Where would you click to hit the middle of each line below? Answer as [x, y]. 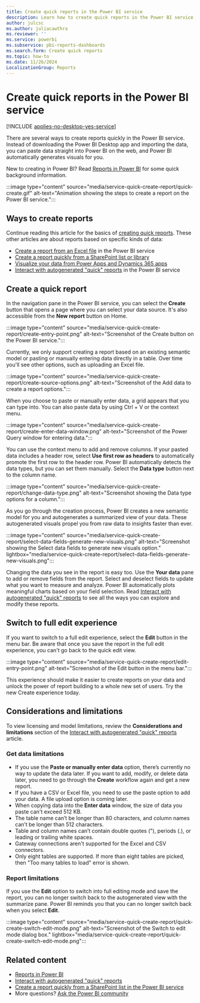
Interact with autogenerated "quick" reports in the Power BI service [97, 270]
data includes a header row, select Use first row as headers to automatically [100, 456]
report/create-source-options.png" [49, 382]
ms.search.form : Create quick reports [54, 51]
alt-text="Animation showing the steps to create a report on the [111, 193]
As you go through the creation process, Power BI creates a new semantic [97, 511]
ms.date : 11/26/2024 [32, 62]
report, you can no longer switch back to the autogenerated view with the [96, 897]
